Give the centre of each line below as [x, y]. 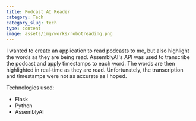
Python [23, 106]
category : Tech [25, 17]
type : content [24, 28]
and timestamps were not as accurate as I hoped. [67, 76]
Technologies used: [30, 88]
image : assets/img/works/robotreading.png [59, 34]
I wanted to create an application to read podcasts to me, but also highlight [98, 51]
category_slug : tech [32, 23]
